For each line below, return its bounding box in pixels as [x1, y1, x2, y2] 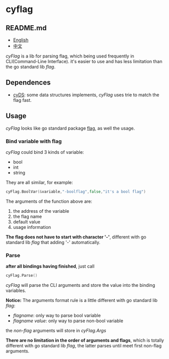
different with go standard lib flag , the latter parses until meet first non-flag [6, 342, 162, 348]
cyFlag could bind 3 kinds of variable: [6, 149, 84, 155]
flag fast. [13, 97, 32, 103]
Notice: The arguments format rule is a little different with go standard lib [6, 297, 158, 303]
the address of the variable [13, 208, 70, 214]
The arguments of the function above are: [6, 198, 92, 204]
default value [13, 218, 41, 225]
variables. [6, 287, 26, 293]
